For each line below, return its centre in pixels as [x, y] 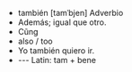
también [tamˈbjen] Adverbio [70, 13]
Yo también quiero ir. [56, 51]
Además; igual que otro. [62, 22]
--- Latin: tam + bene [57, 60]
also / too [35, 41]
